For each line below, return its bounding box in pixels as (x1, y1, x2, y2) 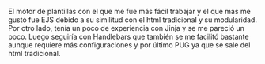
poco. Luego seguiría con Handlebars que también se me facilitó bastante (8, 32, 249, 41)
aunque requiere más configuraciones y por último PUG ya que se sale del (8, 40, 251, 50)
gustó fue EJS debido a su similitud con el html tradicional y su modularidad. (8, 15, 257, 24)
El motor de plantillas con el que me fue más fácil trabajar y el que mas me (8, 7, 251, 16)
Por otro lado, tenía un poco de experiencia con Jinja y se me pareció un (8, 24, 245, 32)
